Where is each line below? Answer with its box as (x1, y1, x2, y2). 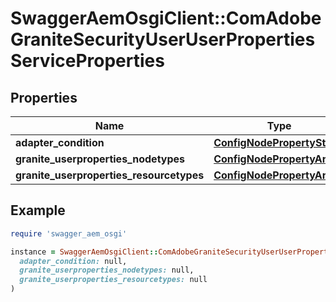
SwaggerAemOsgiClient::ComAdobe (10, 7, 322, 30)
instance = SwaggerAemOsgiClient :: (10, 247, 159, 257)
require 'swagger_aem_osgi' (10, 228, 128, 239)
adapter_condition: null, (19, 256, 128, 266)
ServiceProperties (10, 50, 165, 72)
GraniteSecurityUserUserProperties (10, 28, 316, 51)
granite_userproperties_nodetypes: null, (19, 265, 195, 276)
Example (10, 202, 66, 219)
